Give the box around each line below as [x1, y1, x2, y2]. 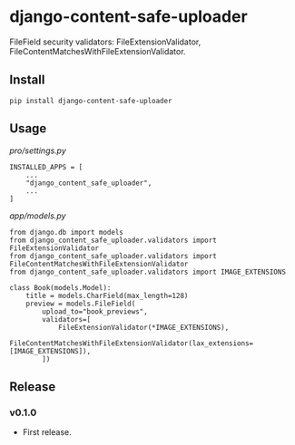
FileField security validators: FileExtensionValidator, [9, 36, 202, 47]
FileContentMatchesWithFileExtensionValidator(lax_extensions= [9, 338, 254, 348]
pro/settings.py [9, 145, 66, 156]
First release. [22, 427, 72, 438]
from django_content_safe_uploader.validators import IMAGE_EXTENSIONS [9, 267, 286, 276]
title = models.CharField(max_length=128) [25, 291, 189, 300]
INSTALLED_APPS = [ [9, 162, 84, 171]
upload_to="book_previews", [42, 306, 148, 316]
